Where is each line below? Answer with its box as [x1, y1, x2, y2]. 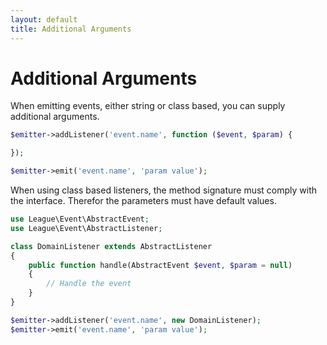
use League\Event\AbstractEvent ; [10, 214, 150, 225]
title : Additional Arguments [10, 24, 132, 34]
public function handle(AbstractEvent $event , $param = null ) [28, 260, 293, 270]
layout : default [10, 14, 78, 25]
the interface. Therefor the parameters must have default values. [10, 195, 277, 207]
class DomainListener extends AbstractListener [10, 241, 213, 251]
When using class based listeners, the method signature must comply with [10, 184, 318, 196]
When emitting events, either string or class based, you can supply [10, 100, 286, 112]
